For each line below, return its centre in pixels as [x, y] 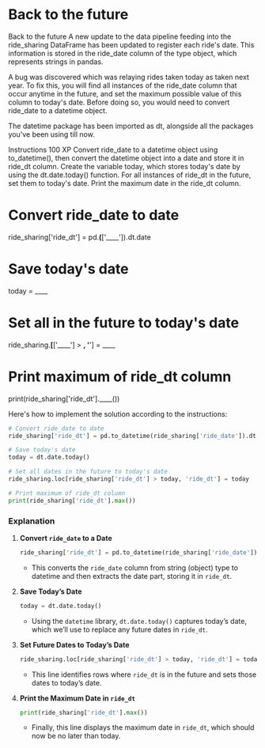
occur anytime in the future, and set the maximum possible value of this [125, 93]
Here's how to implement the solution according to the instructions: [118, 414]
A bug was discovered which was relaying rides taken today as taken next [129, 77]
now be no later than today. [76, 736]
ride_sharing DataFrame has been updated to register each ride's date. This [131, 44]
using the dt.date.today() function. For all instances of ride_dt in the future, [130, 175]
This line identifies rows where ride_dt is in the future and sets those [144, 674]
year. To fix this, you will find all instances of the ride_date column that [123, 85]
